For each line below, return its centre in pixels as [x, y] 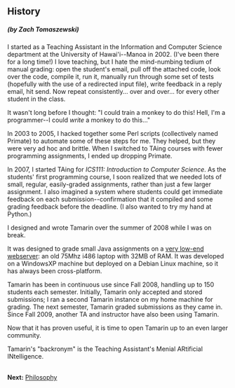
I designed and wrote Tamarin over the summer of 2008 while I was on [109, 228]
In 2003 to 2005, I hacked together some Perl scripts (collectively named [113, 134]
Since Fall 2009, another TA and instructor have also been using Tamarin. [113, 314]
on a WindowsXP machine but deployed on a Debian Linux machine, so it [113, 264]
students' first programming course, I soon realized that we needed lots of [115, 177]
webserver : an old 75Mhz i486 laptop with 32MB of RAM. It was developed [116, 256]
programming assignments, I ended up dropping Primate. [90, 156]
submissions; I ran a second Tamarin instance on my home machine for [110, 300]
